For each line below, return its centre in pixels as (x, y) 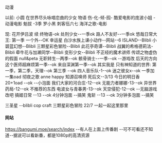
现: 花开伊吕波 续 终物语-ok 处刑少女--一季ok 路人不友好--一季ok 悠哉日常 (79, 34)
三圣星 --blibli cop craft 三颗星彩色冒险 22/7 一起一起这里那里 (67, 105)
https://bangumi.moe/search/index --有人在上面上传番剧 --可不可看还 (75, 129)
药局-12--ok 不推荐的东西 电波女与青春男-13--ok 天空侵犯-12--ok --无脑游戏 (81, 89)
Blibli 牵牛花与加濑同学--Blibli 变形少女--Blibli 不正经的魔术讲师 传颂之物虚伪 (81, 52)
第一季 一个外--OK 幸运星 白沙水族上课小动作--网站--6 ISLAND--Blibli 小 (84, 40)
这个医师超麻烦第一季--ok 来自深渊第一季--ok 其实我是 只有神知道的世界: (78, 64)
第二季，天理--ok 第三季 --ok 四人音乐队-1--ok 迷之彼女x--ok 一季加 (86, 71)
